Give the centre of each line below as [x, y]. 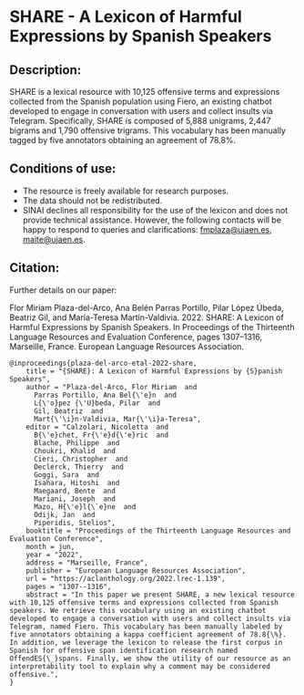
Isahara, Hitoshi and [76, 482]
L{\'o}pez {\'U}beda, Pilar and [97, 403]
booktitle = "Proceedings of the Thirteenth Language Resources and [158, 531]
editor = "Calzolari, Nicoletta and [97, 427]
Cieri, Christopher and [81, 459]
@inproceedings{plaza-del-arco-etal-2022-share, [103, 363]
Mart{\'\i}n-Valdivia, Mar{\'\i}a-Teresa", [117, 419]
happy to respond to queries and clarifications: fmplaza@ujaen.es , [147, 229]
